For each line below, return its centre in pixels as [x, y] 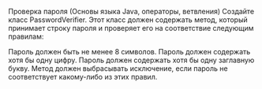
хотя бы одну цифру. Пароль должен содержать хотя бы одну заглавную [131, 60]
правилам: [26, 36]
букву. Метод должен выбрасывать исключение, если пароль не [118, 69]
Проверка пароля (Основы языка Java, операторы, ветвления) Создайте [131, 11]
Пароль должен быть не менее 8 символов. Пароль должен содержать [129, 52]
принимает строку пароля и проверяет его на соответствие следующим [131, 28]
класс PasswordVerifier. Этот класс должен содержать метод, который [128, 20]
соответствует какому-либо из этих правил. [83, 77]
